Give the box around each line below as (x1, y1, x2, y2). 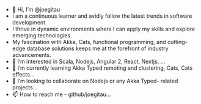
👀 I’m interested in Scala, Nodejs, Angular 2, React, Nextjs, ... (12, 58, 166, 65)
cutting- (167, 39, 188, 45)
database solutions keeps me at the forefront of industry (26, 45, 169, 52)
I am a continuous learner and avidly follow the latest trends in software (12, 12, 192, 20)
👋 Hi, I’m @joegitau (12, 6, 60, 13)
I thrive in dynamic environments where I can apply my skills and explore (12, 25, 196, 32)
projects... (12, 84, 38, 91)
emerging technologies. (12, 32, 72, 39)
